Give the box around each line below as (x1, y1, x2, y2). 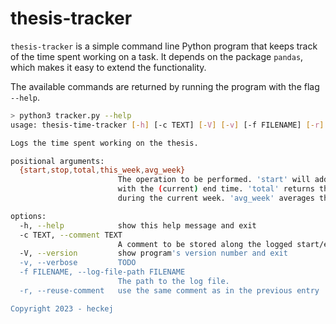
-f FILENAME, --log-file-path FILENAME (19, 267, 186, 277)
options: (10, 211, 47, 221)
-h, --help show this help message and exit (19, 220, 257, 231)
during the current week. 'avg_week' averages (117, 193, 315, 204)
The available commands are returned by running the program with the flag (10, 80, 320, 92)
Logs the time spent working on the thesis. (10, 138, 199, 148)
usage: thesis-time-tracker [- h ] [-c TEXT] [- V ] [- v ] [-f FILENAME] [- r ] (10, 120, 325, 130)
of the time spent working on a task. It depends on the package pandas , (10, 50, 304, 62)
